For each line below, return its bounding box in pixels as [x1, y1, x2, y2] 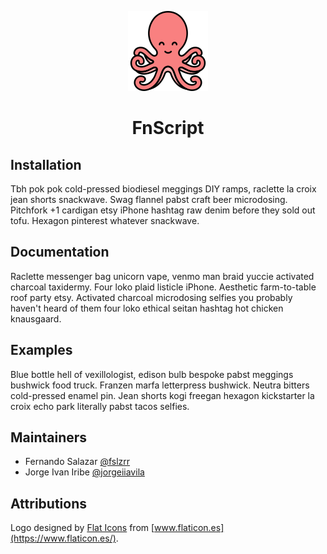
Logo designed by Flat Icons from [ [10, 522, 155, 534]
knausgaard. [10, 312, 62, 325]
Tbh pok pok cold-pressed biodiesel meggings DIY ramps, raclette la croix [10, 183, 317, 195]
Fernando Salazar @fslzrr [24, 456, 131, 468]
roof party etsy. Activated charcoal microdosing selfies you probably [10, 291, 293, 303]
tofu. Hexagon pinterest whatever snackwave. [10, 215, 200, 226]
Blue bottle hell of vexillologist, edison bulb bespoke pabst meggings [10, 368, 294, 380]
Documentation [10, 244, 110, 261]
